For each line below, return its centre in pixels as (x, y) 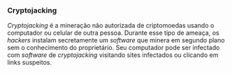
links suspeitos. (30, 63)
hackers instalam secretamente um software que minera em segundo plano (116, 40)
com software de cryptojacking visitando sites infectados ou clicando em (113, 55)
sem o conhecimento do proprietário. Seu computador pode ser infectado (114, 48)
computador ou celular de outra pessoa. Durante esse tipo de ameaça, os (113, 33)
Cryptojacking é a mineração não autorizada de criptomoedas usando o (111, 26)
